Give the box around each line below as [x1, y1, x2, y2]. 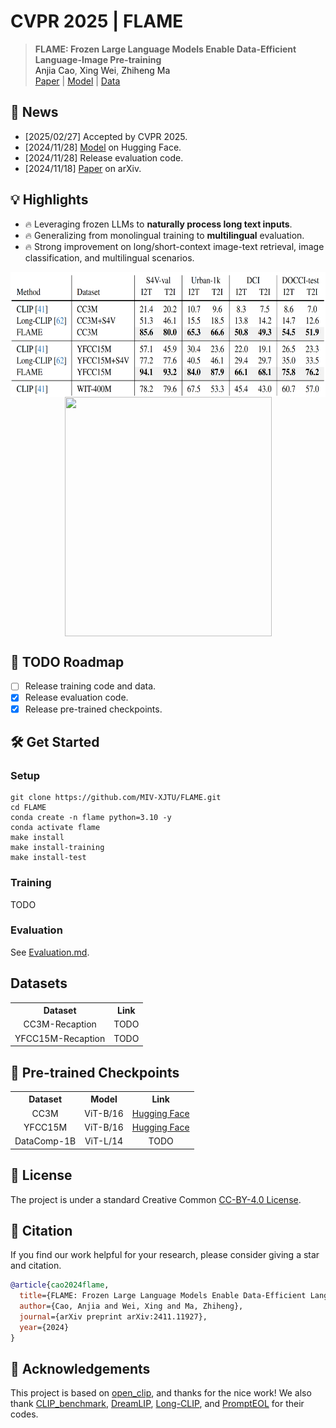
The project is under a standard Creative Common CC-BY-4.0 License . [10, 1193, 302, 1205]
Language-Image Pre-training [34, 53, 162, 65]
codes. [10, 1408, 39, 1420]
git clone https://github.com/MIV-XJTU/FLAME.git [10, 793, 222, 803]
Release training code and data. [24, 680, 157, 692]
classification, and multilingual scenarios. [24, 251, 195, 264]
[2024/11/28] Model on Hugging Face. [24, 141, 182, 153]
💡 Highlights [10, 191, 89, 209]
